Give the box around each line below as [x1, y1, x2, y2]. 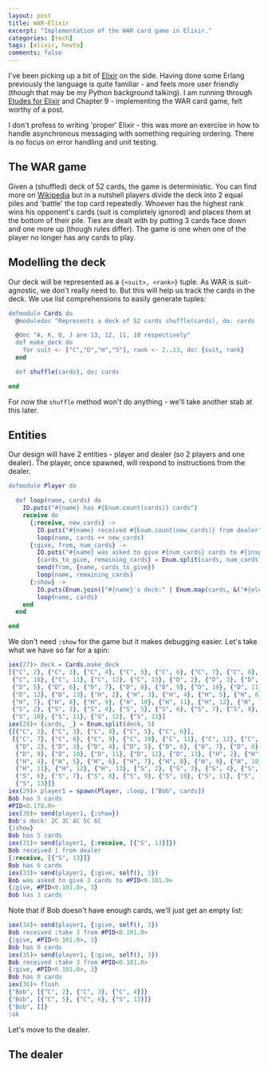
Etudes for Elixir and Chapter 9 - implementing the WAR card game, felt [8, 97, 242, 106]
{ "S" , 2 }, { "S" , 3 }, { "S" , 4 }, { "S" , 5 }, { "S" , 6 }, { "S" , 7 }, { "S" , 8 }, [11, 705, 259, 714]
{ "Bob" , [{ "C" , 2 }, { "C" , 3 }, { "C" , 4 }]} [8, 988, 148, 996]
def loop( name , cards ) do [15, 496, 102, 504]
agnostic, [8, 285, 39, 295]
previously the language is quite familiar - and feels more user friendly [8, 79, 239, 89]
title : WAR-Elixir [8, 19, 69, 27]
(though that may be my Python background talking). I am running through [8, 88, 253, 97]
